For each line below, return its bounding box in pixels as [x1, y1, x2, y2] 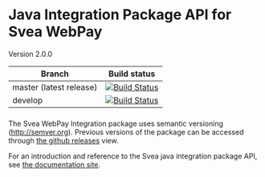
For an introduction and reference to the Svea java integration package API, [8, 151, 258, 161]
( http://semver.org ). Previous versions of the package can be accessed [8, 127, 244, 137]
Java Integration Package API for [8, 6, 232, 24]
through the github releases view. [8, 135, 119, 145]
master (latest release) [12, 82, 98, 93]
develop [12, 95, 43, 106]
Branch [40, 68, 70, 79]
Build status [108, 68, 156, 79]
